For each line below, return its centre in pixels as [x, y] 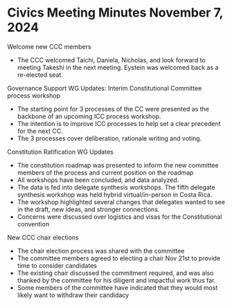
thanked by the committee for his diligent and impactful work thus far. [116, 280]
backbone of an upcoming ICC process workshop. [89, 116]
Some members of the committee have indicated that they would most [117, 287]
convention [33, 224]
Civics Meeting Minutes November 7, [115, 13]
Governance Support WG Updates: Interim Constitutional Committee [105, 88]
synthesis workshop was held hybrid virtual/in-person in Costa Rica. [115, 195]
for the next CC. [40, 131]
